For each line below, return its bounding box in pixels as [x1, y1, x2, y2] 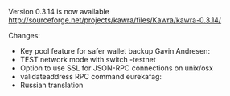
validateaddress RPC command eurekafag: [19, 72, 162, 81]
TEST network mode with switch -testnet [19, 55, 156, 64]
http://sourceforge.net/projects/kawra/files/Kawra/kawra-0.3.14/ [8, 15, 222, 25]
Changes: [8, 31, 40, 40]
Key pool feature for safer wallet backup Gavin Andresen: [19, 46, 211, 55]
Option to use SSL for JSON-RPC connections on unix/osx [19, 63, 213, 73]
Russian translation [19, 80, 84, 90]
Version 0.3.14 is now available [8, 7, 110, 16]
